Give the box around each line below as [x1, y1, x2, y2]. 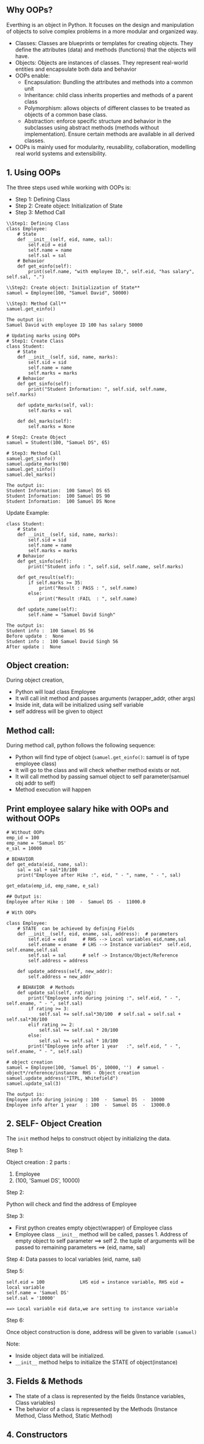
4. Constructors [6, 1429, 68, 1440]
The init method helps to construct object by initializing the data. [6, 1134, 172, 1142]
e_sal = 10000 [6, 845, 43, 851]
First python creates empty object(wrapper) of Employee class [15, 1224, 172, 1231]
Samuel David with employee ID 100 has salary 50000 [6, 322, 143, 328]
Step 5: [6, 1267, 24, 1274]
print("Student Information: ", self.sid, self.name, [28, 386, 167, 392]
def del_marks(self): [17, 418, 72, 424]
